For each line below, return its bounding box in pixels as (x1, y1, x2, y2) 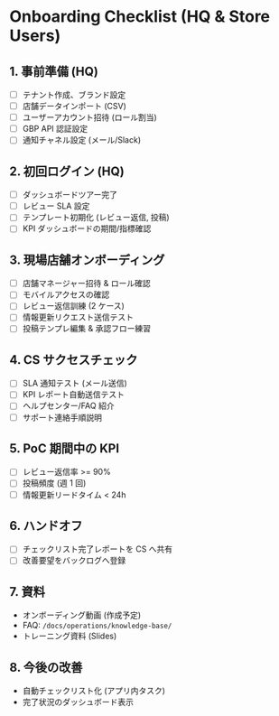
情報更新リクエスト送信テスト (22, 312, 134, 322)
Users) (9, 25, 61, 46)
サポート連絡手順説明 (22, 412, 102, 423)
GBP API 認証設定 (22, 124, 88, 135)
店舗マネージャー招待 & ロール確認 (22, 278, 151, 289)
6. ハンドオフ (9, 517, 83, 534)
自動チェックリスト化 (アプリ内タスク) (22, 685, 165, 696)
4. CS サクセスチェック (9, 352, 138, 367)
